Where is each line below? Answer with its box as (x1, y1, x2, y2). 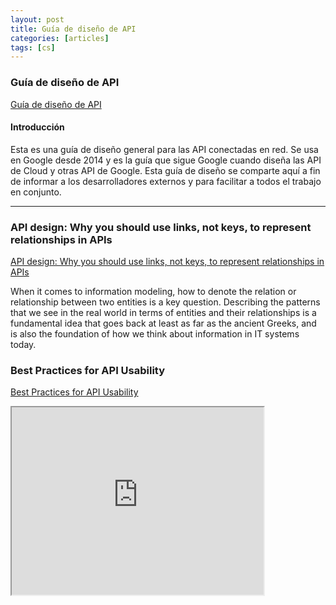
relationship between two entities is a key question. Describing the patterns (10, 296, 321, 308)
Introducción (10, 121, 65, 133)
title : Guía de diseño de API (10, 24, 137, 34)
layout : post (10, 14, 65, 25)
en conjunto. (10, 186, 62, 198)
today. (10, 339, 37, 351)
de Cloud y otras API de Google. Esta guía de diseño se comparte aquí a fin (10, 164, 321, 176)
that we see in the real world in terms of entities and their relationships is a (10, 307, 317, 319)
